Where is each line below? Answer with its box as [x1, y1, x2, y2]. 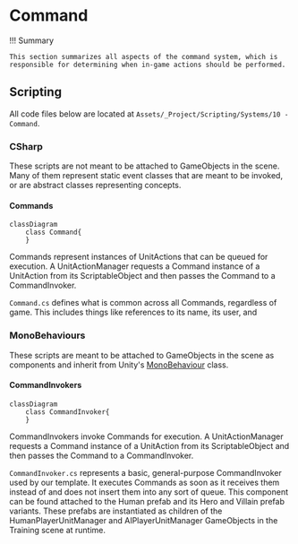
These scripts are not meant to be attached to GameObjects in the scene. [9, 160, 280, 171]
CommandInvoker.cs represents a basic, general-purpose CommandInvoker [9, 467, 282, 478]
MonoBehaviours [9, 329, 86, 341]
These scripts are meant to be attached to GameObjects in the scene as [9, 350, 275, 360]
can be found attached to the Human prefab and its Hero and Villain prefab [9, 496, 285, 506]
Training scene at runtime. [9, 524, 106, 535]
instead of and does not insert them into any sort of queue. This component [9, 486, 289, 497]
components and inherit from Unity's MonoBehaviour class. [9, 359, 229, 370]
